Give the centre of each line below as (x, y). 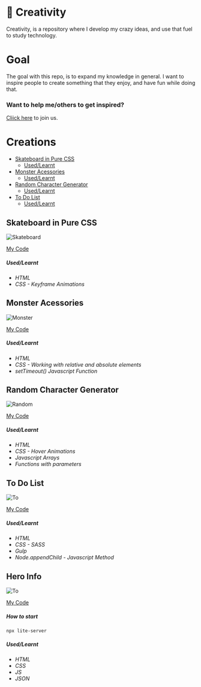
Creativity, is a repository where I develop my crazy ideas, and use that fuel (100, 29)
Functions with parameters (48, 464)
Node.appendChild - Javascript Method (64, 558)
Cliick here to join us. (32, 118)
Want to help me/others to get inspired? (65, 105)
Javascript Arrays (37, 458)
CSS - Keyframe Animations (50, 284)
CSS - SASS (30, 545)
